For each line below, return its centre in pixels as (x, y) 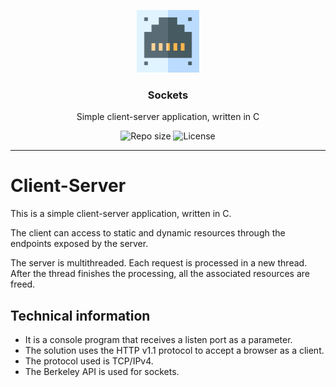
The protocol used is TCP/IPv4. (89, 361)
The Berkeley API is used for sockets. (102, 372)
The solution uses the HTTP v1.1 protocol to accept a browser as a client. (174, 351)
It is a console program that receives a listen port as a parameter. (158, 340)
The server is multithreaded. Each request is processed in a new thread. (159, 263)
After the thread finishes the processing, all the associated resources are (160, 274)
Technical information (80, 315)
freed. (23, 284)
